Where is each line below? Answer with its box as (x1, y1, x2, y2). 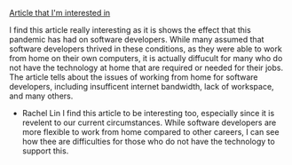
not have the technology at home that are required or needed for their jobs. (9, 62, 284, 73)
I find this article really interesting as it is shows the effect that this (9, 25, 251, 35)
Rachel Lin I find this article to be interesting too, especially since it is (21, 108, 275, 118)
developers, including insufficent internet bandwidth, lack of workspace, (9, 82, 274, 91)
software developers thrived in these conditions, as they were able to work (9, 43, 282, 54)
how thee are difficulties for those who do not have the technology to (21, 137, 275, 146)
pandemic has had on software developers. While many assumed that (9, 35, 264, 44)
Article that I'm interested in (9, 8, 111, 18)
